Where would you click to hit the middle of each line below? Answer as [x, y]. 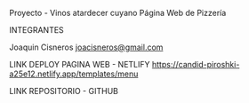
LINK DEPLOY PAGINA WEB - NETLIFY [80, 64]
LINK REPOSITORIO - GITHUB [64, 91]
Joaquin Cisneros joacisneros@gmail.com [86, 47]
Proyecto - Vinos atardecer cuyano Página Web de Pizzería [118, 13]
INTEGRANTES [36, 30]
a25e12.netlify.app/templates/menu [74, 74]
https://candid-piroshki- [196, 64]
